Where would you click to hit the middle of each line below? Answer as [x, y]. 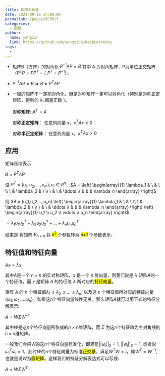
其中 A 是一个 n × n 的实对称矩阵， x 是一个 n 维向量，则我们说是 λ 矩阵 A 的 [80, 275]
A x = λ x [13, 265]
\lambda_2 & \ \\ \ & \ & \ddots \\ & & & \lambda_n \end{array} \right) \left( [79, 207]
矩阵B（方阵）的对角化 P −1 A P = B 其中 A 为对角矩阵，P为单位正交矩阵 [84, 66]
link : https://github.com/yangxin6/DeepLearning [61, 42]
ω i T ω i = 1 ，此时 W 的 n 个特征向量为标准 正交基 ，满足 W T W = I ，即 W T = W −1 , [81, 351]
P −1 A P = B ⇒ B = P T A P [36, 83]
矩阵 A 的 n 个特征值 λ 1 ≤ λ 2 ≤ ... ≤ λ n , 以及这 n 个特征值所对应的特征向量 [80, 293]
